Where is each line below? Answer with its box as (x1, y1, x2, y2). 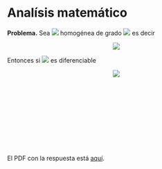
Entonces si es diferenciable (7, 56, 97, 64)
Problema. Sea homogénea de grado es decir (7, 29, 156, 37)
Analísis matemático (7, 5, 128, 21)
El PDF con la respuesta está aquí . (7, 154, 105, 162)
